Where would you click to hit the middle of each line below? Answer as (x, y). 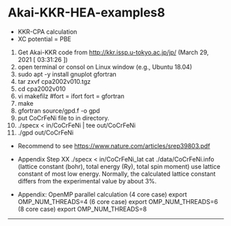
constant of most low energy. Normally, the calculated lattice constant (117, 174)
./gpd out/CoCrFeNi (46, 133)
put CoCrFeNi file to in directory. (63, 117)
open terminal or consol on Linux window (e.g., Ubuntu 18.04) (105, 67)
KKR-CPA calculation (47, 32)
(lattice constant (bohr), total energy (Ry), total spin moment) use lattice (119, 166)
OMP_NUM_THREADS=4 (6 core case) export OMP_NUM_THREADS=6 (118, 201)
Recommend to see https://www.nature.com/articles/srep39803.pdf (114, 146)
